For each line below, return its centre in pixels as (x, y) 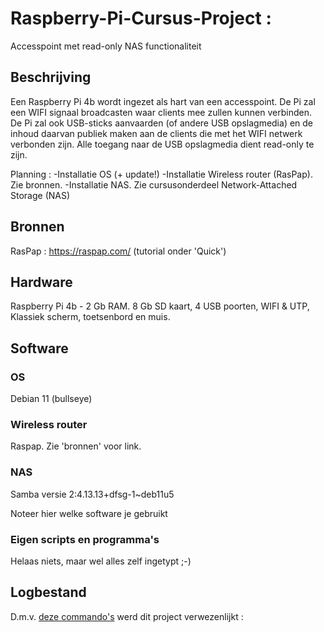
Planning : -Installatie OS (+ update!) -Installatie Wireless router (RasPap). (161, 174)
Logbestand (48, 592)
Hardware (41, 282)
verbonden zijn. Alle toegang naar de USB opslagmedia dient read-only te (162, 144)
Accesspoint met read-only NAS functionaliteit (106, 46)
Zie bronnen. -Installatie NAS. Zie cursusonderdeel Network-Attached (154, 184)
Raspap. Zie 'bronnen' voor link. (76, 446)
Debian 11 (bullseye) (51, 399)
